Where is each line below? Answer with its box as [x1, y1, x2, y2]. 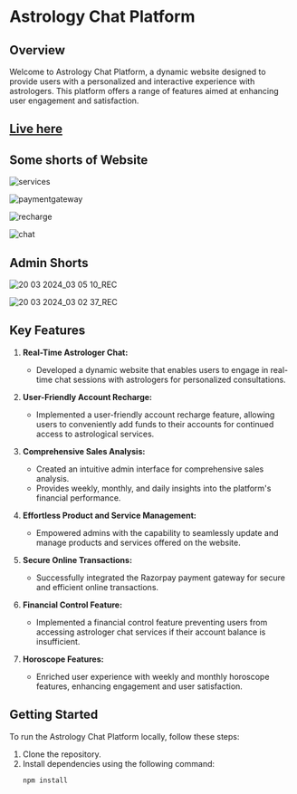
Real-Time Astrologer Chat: [22, 347, 129, 358]
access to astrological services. [35, 428, 155, 439]
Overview [9, 43, 66, 58]
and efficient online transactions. [35, 581, 159, 592]
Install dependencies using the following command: [22, 758, 216, 769]
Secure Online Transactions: [22, 554, 133, 565]
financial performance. [35, 492, 121, 503]
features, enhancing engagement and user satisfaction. [35, 681, 243, 692]
